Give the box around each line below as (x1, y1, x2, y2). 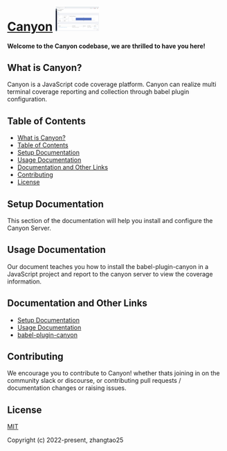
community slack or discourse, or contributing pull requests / (7, 377, 181, 385)
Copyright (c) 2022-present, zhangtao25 (7, 436, 124, 444)
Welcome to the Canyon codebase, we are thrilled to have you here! (7, 42, 206, 50)
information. (7, 277, 42, 286)
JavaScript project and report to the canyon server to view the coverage (7, 270, 213, 278)
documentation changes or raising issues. (7, 384, 127, 392)
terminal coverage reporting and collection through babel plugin (7, 88, 190, 96)
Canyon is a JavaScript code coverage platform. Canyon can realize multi (7, 80, 217, 89)
